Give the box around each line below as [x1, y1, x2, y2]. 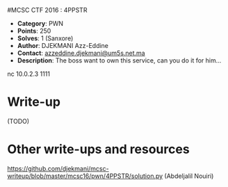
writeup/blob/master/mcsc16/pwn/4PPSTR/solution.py [7, 172, 163, 180]
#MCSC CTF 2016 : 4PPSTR [7, 6, 88, 14]
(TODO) [7, 117, 30, 125]
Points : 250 [17, 27, 51, 35]
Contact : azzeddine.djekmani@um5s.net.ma [17, 49, 145, 57]
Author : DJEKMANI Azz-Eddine [17, 42, 109, 49]
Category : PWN [17, 19, 64, 27]
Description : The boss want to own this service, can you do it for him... [17, 56, 222, 65]
